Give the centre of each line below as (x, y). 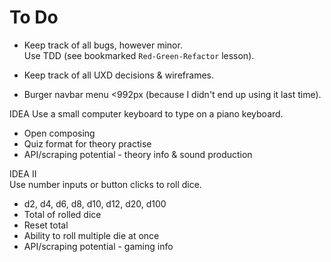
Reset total (46, 225)
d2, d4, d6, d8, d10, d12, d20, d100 (95, 203)
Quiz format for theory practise (87, 143)
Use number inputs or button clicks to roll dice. (105, 184)
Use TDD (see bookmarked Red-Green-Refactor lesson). (139, 55)
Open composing (59, 133)
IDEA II (23, 173)
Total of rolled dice (62, 214)
